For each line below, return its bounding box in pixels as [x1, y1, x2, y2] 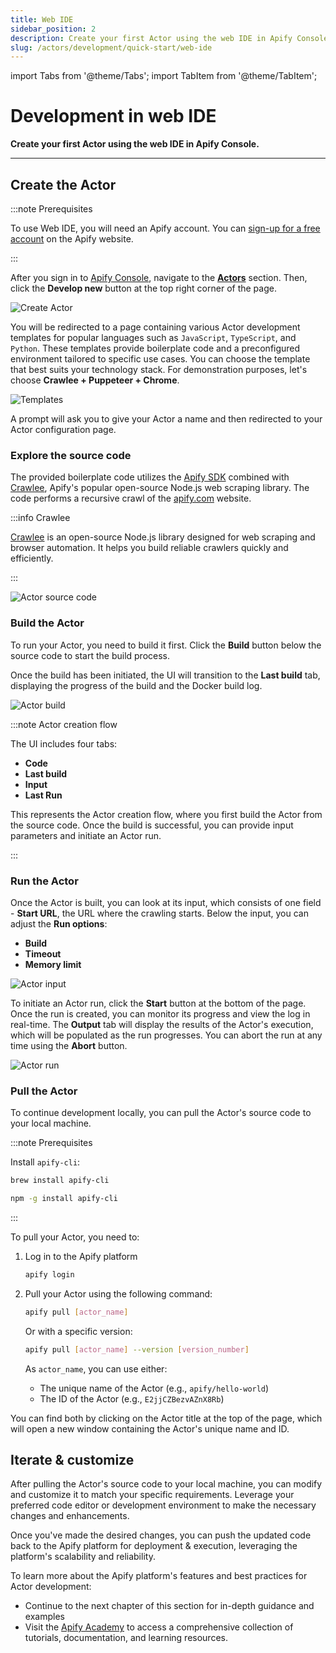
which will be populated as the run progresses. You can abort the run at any [10, 1029, 323, 1041]
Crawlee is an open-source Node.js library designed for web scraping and [10, 531, 316, 543]
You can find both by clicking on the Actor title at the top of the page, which [10, 1412, 323, 1424]
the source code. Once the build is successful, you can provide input [10, 819, 294, 831]
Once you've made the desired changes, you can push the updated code [10, 1529, 312, 1541]
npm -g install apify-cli [10, 1194, 118, 1204]
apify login [24, 1269, 75, 1280]
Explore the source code [10, 448, 132, 462]
